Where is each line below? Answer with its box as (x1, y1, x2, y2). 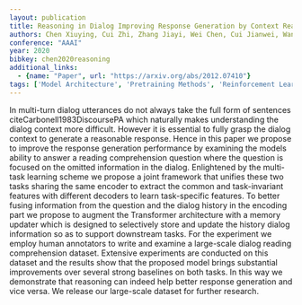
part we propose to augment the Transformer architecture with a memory (9, 209, 281, 220)
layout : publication (9, 13, 87, 22)
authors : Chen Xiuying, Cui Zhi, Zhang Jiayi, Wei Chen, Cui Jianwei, (9, 30, 280, 39)
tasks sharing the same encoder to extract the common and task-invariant (9, 180, 284, 191)
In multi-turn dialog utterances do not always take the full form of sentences (9, 104, 291, 115)
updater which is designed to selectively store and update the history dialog (9, 219, 290, 230)
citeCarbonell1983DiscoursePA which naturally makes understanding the (9, 114, 279, 125)
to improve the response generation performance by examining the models (9, 143, 288, 153)
